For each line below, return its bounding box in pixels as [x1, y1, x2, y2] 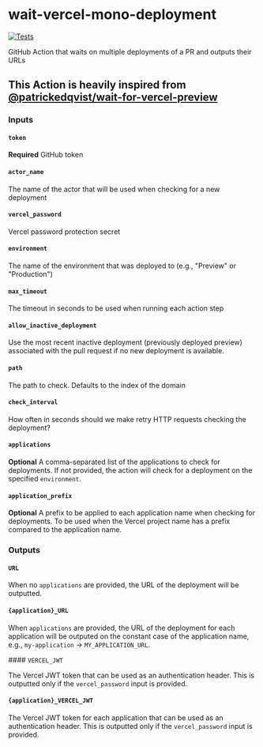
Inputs [8, 115, 34, 126]
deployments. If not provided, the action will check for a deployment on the [8, 466, 253, 475]
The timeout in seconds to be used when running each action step [8, 304, 224, 313]
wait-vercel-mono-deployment [8, 6, 217, 24]
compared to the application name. [8, 525, 122, 534]
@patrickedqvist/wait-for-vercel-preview [8, 91, 219, 104]
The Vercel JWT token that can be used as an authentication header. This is [8, 670, 255, 680]
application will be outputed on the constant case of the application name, [8, 631, 250, 641]
